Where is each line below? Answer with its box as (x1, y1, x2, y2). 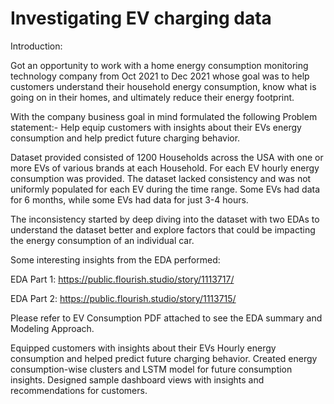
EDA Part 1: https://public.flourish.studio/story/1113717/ (10, 273, 235, 285)
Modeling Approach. (10, 322, 95, 334)
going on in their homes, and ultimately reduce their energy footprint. (10, 91, 295, 103)
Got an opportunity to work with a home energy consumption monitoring (10, 59, 309, 71)
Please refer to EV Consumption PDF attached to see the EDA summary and (10, 312, 323, 324)
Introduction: (10, 40, 63, 52)
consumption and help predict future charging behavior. (10, 132, 241, 144)
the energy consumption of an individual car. (10, 234, 195, 246)
